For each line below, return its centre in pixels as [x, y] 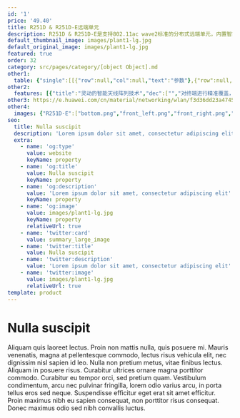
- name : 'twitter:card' [56, 233]
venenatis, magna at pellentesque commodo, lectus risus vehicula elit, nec [117, 355]
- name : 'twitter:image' [57, 272]
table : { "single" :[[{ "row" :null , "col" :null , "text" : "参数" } [102, 80]
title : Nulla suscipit [47, 127]
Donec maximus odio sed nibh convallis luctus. [76, 408]
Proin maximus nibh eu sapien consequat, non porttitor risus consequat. [114, 401]
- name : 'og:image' [49, 207]
